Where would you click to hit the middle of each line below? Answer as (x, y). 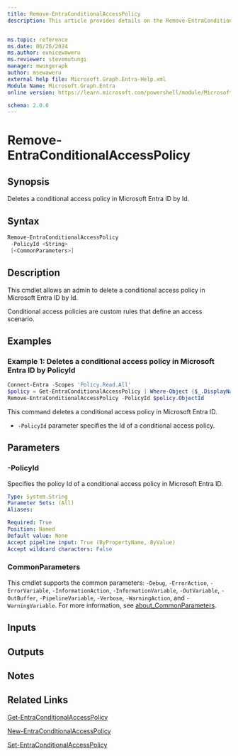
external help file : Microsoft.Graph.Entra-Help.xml (87, 79)
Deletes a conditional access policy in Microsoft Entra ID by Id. (98, 199)
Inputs (22, 628)
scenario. (21, 319)
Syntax (23, 221)
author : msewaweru (34, 72)
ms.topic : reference (38, 40)
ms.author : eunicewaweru (44, 53)
